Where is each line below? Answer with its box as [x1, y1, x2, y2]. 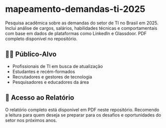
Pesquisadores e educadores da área [12, 79, 89, 85]
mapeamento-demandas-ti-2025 [5, 3, 146, 15]
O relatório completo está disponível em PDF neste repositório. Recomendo [5, 107, 160, 113]
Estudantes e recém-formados [12, 68, 76, 74]
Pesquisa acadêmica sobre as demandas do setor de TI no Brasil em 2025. [5, 20, 159, 26]
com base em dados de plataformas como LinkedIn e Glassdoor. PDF [5, 30, 147, 36]
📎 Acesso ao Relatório [5, 93, 75, 102]
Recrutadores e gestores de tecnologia [12, 73, 92, 80]
